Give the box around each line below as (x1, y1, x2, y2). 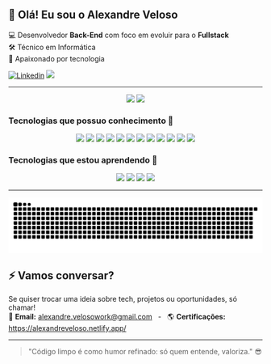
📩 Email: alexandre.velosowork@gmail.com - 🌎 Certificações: (8, 311, 226, 321)
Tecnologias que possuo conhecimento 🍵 (8, 115, 174, 126)
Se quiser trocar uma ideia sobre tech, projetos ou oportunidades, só (8, 294, 238, 303)
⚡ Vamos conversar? (8, 269, 115, 282)
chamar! (8, 303, 36, 312)
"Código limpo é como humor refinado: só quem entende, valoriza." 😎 (27, 346, 262, 356)
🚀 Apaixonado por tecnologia (8, 53, 105, 63)
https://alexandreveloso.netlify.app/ (8, 323, 127, 332)
